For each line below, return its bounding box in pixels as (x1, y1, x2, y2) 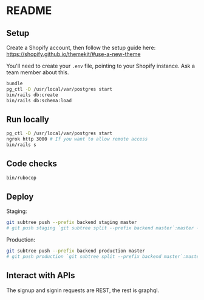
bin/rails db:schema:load (6, 97, 72, 103)
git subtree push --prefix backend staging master (6, 220, 137, 226)
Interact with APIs (6, 270, 75, 281)
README (6, 4, 52, 18)
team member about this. (6, 69, 69, 76)
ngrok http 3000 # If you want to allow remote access (6, 136, 148, 142)
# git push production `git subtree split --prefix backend (6, 254, 162, 260)
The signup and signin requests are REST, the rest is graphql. (6, 287, 160, 294)
